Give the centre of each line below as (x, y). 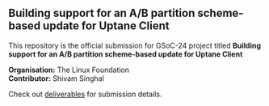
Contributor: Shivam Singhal (57, 78)
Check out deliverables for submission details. (85, 94)
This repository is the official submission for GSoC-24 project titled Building (134, 45)
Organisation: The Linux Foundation (69, 70)
